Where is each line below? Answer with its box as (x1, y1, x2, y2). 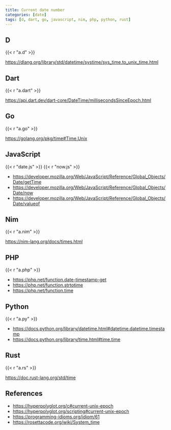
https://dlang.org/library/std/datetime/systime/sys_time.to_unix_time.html (5, 59, 159, 65)
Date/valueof (12, 200, 40, 207)
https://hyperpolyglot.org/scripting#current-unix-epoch (12, 408, 130, 414)
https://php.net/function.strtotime (12, 282, 83, 288)
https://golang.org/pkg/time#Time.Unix (5, 135, 88, 141)
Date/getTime (12, 179, 42, 185)
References (5, 389, 43, 398)
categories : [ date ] (5, 12, 47, 17)
